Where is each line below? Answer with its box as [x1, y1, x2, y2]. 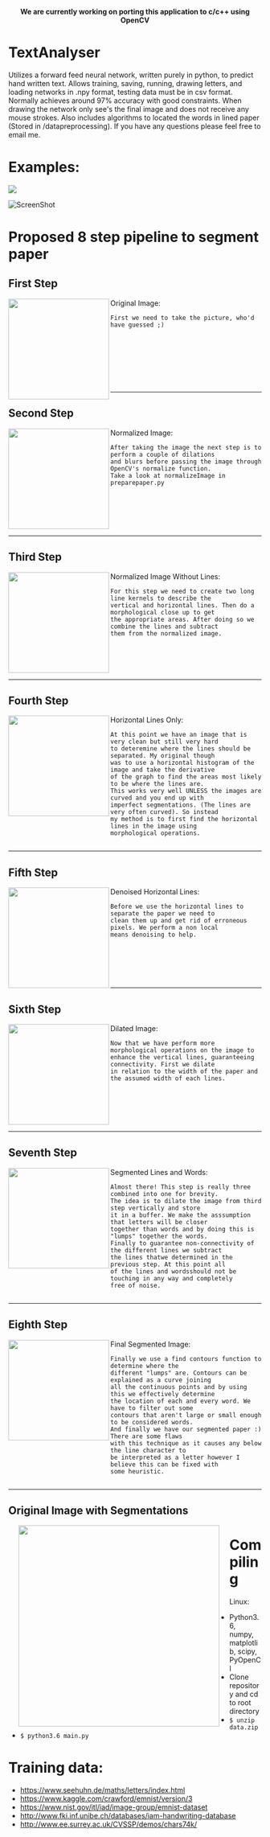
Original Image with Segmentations [8, 1503, 189, 1517]
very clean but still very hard [110, 738, 219, 746]
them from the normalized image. [110, 629, 223, 638]
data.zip [229, 1723, 259, 1732]
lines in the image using [110, 822, 197, 831]
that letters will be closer [110, 1218, 208, 1226]
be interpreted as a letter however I [110, 1453, 240, 1461]
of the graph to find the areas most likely [110, 773, 262, 781]
